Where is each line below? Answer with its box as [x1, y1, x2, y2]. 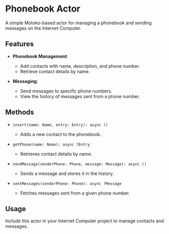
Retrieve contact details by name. [20, 68, 90, 74]
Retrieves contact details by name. [20, 151, 93, 157]
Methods [5, 108, 34, 117]
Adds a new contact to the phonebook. [20, 131, 102, 137]
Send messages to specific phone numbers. [20, 88, 112, 94]
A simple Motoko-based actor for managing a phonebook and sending [5, 20, 152, 26]
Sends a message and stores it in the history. [20, 170, 114, 176]
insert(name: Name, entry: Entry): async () [12, 122, 108, 127]
